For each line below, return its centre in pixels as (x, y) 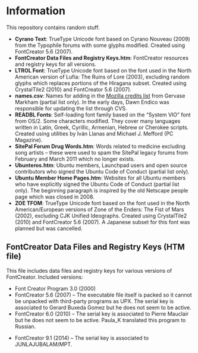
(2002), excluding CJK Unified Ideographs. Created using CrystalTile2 (101, 216)
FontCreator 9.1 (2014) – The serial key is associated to (82, 338)
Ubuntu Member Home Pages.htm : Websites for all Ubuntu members (100, 178)
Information (36, 11)
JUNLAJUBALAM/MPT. (43, 344)
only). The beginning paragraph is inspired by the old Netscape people (101, 190)
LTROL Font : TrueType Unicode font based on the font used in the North (103, 70)
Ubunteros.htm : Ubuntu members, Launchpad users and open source (101, 165)
